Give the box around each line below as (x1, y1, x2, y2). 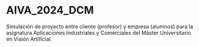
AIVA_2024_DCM (6, 4, 94, 17)
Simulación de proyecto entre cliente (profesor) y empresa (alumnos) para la (6, 23, 194, 30)
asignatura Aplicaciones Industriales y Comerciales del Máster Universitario (6, 29, 191, 36)
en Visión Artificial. (6, 35, 52, 42)
